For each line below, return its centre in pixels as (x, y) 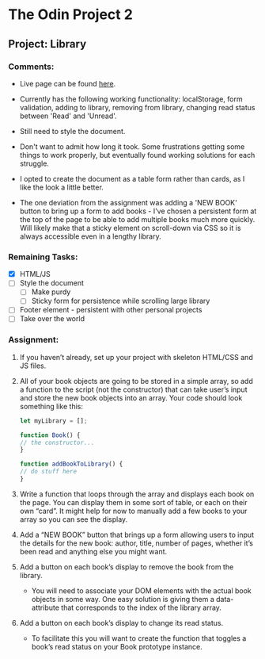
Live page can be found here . (68, 83)
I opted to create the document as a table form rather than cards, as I (132, 178)
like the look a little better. (62, 187)
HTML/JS (35, 274)
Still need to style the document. (72, 131)
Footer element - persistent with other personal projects (111, 310)
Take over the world (52, 319)
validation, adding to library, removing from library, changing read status (137, 107)
